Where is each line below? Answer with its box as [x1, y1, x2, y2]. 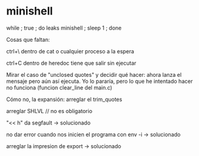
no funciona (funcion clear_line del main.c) [6, 83, 113, 91]
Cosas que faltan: [6, 36, 50, 43]
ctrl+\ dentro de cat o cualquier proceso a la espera [6, 47, 134, 55]
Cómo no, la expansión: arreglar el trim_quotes [6, 96, 122, 103]
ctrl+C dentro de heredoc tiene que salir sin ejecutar [6, 59, 137, 67]
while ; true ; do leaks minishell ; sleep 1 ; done [6, 24, 122, 31]
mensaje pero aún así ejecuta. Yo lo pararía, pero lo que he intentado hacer [6, 77, 193, 85]
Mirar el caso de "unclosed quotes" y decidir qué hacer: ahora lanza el [6, 71, 182, 78]
